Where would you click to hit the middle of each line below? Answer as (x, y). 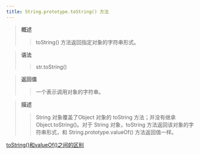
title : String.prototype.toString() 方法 (58, 12)
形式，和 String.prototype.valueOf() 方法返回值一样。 (112, 132)
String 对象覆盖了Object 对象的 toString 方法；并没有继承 (106, 117)
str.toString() (51, 67)
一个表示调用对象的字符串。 (70, 92)
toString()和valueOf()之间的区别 (45, 144)
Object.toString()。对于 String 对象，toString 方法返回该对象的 (112, 124)
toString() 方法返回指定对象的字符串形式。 (87, 42)
